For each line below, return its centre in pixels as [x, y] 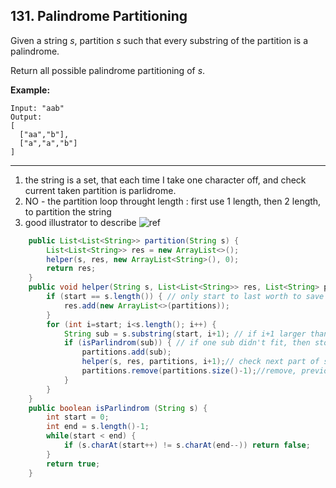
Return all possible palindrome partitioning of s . [108, 70]
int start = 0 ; [78, 417]
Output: [26, 117]
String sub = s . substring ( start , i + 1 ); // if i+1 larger [185, 334]
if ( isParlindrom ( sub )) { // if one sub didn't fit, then [187, 343]
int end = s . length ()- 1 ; [98, 427]
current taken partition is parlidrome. [100, 190]
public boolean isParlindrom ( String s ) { [118, 408]
